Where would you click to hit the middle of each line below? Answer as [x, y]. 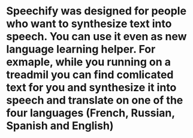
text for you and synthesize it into [91, 88]
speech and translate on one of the [95, 100]
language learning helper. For [81, 49]
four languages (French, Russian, [91, 113]
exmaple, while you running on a [89, 62]
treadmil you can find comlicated [90, 75]
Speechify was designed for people [96, 11]
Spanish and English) [60, 126]
